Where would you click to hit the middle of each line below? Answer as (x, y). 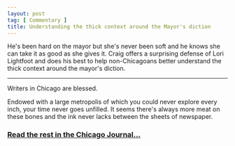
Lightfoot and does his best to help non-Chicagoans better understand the (114, 61)
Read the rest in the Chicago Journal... (74, 135)
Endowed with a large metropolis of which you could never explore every (112, 102)
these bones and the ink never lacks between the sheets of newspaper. (110, 117)
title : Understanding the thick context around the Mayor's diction (109, 26)
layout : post (26, 14)
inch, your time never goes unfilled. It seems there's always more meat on (114, 109)
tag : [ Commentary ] (37, 20)
